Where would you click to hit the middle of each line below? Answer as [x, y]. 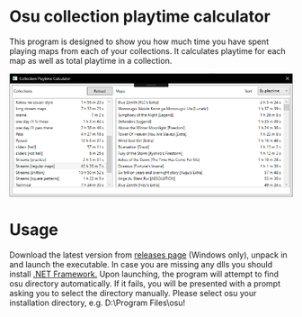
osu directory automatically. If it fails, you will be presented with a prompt [145, 284]
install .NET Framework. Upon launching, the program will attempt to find [144, 274]
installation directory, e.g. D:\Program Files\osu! [98, 303]
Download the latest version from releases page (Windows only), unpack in [148, 255]
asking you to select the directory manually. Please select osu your [133, 294]
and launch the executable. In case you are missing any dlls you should [141, 265]
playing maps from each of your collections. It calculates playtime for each [147, 50]
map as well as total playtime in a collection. [91, 60]
